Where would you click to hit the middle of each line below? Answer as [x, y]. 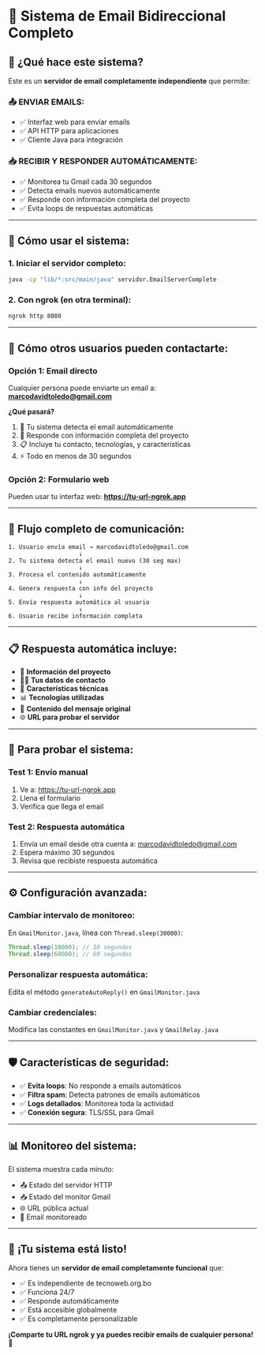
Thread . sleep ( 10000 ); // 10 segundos [70, 947]
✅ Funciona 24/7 [47, 1292]
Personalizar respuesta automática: [78, 974]
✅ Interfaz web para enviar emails [75, 122]
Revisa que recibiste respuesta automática [88, 861]
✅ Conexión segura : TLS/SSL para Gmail [86, 1112]
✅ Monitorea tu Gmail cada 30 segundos [86, 182]
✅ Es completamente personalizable [78, 1319]
